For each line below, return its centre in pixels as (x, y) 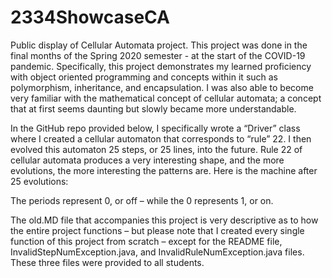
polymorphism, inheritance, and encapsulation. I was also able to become (162, 87)
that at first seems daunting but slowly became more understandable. (153, 108)
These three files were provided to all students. (107, 262)
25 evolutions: (39, 181)
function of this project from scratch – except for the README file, (146, 241)
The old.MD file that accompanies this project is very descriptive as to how (164, 220)
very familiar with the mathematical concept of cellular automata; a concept (166, 98)
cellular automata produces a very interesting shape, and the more (147, 160)
